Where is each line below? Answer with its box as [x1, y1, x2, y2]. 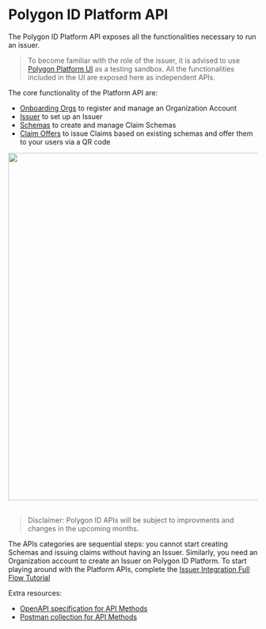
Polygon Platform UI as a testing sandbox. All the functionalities [27, 64, 235, 73]
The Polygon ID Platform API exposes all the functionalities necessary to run [8, 32, 256, 41]
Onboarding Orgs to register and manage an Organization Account [19, 103, 237, 113]
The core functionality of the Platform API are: [8, 87, 158, 97]
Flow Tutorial [8, 573, 51, 582]
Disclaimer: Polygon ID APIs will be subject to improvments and [27, 515, 234, 525]
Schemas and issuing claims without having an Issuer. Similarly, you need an [8, 547, 258, 557]
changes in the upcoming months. [27, 523, 139, 533]
